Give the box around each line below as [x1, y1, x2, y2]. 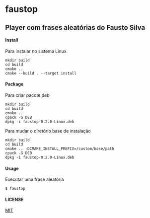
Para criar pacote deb [5, 92, 50, 98]
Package [5, 81, 24, 87]
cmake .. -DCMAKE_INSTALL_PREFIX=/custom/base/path [5, 146, 114, 151]
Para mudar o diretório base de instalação [5, 128, 91, 134]
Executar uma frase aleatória [5, 176, 64, 182]
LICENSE [5, 196, 24, 202]
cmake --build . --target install [5, 71, 77, 75]
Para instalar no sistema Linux [5, 48, 67, 54]
